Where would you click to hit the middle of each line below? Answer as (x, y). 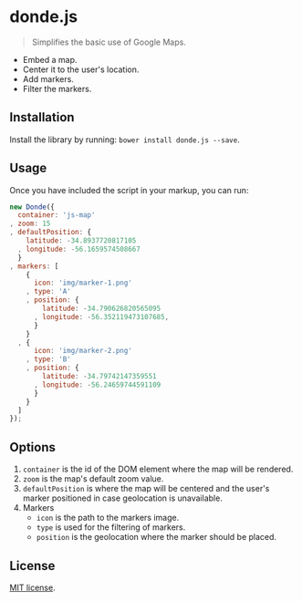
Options (33, 447)
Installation (42, 117)
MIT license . (33, 587)
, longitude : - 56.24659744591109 (97, 385)
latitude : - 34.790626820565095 (102, 309)
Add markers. (48, 78)
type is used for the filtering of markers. (111, 527)
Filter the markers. (57, 88)
